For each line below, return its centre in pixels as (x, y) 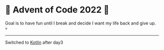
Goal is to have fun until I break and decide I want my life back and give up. (81, 23)
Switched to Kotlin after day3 (34, 42)
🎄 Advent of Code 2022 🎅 (57, 10)
